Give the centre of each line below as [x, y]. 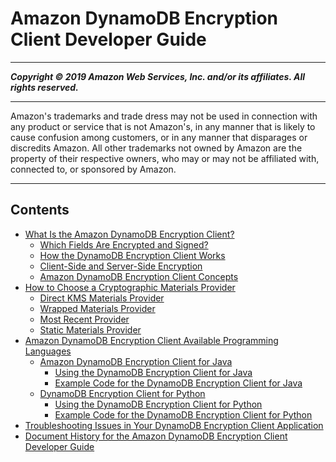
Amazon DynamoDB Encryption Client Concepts [139, 276]
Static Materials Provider [90, 329]
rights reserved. [44, 87]
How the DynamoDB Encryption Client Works [132, 255]
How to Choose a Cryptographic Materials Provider [130, 287]
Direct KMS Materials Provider [102, 298]
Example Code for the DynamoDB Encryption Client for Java [178, 383]
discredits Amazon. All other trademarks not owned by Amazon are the [156, 148]
